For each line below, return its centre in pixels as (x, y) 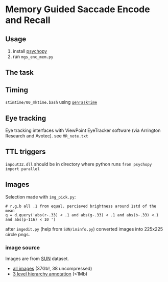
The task (20, 73)
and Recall (28, 20)
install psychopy (30, 51)
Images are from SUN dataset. (37, 259)
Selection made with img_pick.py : (41, 196)
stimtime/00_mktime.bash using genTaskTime (51, 102)
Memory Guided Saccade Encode (78, 9)
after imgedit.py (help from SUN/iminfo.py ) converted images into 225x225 (84, 229)
